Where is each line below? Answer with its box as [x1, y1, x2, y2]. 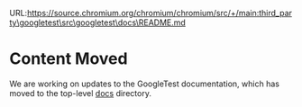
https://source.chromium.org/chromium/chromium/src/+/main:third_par [26, 8, 293, 18]
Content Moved [9, 49, 128, 69]
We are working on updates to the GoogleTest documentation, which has [9, 78, 279, 89]
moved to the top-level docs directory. [9, 87, 151, 98]
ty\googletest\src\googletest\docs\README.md [9, 17, 187, 28]
